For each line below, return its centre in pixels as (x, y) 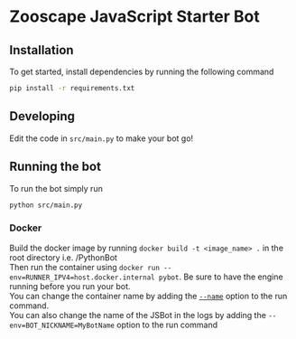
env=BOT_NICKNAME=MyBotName (62, 325)
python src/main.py (46, 205)
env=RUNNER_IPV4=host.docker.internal (82, 278)
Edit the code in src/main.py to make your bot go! (102, 138)
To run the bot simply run (56, 188)
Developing (42, 116)
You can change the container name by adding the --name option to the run (148, 296)
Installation (42, 50)
